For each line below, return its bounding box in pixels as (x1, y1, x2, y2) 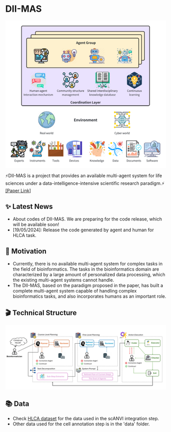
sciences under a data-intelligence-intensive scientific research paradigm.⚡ (5, 180, 165, 186)
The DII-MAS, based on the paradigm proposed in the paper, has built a (12, 282, 163, 289)
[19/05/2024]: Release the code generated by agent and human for (12, 227, 154, 233)
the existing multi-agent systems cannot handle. (12, 277, 114, 283)
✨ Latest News (5, 202, 53, 211)
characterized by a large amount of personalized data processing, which (12, 271, 165, 277)
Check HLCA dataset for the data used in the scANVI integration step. (12, 416, 159, 422)
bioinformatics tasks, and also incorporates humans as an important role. (12, 293, 166, 299)
